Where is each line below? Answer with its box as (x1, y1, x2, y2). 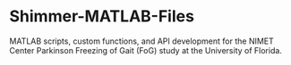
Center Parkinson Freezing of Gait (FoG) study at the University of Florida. (9, 45, 282, 55)
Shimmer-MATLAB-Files (9, 6, 195, 27)
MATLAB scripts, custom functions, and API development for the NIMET (9, 36, 275, 46)
